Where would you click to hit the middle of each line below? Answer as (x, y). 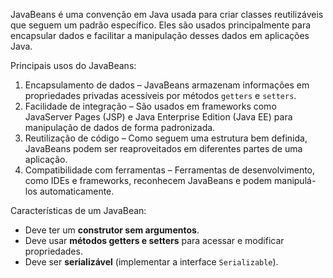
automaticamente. (77, 191)
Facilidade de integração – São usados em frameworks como (150, 106)
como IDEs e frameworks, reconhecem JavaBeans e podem (148, 180)
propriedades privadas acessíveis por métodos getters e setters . (160, 95)
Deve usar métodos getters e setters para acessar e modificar (154, 240)
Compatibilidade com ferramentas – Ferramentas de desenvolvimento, (170, 170)
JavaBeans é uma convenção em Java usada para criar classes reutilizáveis (167, 14)
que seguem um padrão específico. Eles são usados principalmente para (161, 25)
